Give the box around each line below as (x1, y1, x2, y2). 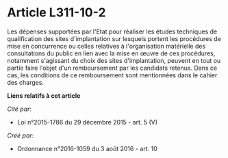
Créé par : (7, 131, 34, 140)
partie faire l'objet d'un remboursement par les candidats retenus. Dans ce (7, 64, 218, 72)
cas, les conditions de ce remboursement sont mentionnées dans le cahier (7, 70, 218, 79)
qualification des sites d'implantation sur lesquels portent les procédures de (7, 34, 221, 42)
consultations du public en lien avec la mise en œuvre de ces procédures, (7, 49, 216, 57)
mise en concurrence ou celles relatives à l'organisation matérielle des (7, 42, 206, 50)
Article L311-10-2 (7, 5, 106, 21)
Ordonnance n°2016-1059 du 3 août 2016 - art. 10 (16, 144, 157, 153)
